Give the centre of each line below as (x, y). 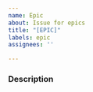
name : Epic (26, 15)
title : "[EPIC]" (34, 30)
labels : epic (29, 37)
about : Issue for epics (47, 23)
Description (31, 79)
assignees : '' (31, 45)
